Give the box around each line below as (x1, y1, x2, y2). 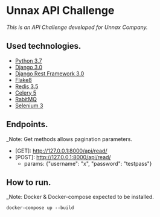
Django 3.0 (14, 63, 43, 71)
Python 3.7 (14, 57, 42, 64)
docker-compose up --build (6, 205, 74, 211)
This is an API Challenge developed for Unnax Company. (6, 24, 148, 31)
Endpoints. (6, 119, 48, 130)
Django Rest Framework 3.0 (14, 70, 85, 77)
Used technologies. (6, 41, 82, 51)
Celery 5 (14, 89, 37, 96)
